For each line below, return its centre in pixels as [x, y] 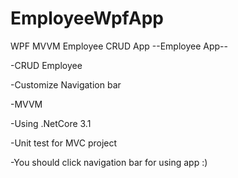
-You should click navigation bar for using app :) [109, 162]
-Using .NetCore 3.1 [51, 123]
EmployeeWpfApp [87, 18]
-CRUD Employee [46, 65]
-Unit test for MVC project [64, 143]
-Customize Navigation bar [66, 84]
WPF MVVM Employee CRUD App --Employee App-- [119, 46]
